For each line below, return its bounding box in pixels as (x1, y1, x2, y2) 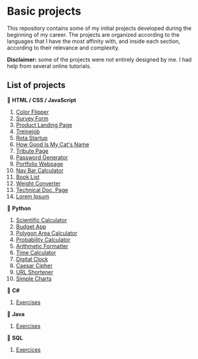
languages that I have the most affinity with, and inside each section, (7, 37, 180, 45)
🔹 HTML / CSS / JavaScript (7, 96, 77, 103)
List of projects (7, 80, 66, 91)
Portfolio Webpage (15, 160, 64, 168)
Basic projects (7, 4, 82, 18)
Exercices (15, 346, 41, 353)
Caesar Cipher (15, 262, 53, 269)
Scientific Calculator (15, 216, 67, 224)
